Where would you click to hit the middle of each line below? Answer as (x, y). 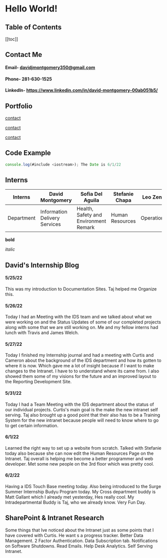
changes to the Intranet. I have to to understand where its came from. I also (82, 371)
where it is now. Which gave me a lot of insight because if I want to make (80, 366)
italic (10, 250)
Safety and (89, 215)
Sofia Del (91, 194)
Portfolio (19, 106)
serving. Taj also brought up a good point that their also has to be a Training (83, 415)
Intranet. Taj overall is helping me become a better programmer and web (79, 458)
